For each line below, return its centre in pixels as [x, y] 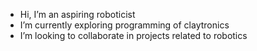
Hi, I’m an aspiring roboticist [77, 14]
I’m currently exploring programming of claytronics [124, 25]
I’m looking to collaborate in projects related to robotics [133, 35]
